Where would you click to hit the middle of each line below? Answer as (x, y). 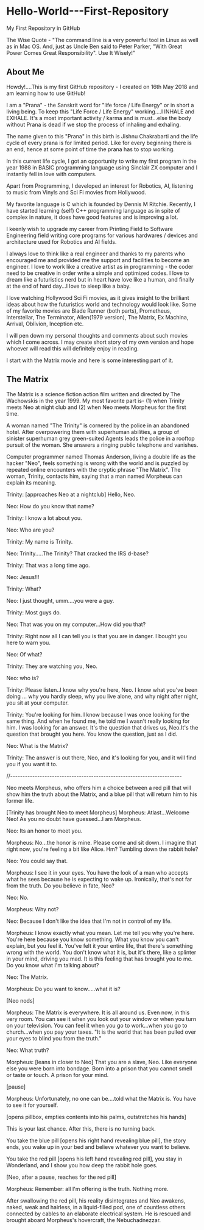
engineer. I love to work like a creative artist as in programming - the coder (100, 266)
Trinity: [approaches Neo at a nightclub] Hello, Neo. (71, 494)
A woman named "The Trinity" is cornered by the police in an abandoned (98, 425)
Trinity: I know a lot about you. (44, 518)
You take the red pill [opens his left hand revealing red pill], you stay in (94, 1159)
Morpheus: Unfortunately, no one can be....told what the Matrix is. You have (101, 1098)
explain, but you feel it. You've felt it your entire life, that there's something (100, 945)
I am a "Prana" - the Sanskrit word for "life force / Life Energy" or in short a (100, 105)
